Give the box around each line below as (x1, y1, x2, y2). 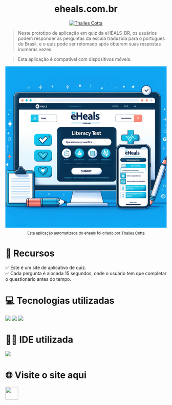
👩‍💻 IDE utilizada (5, 333, 73, 345)
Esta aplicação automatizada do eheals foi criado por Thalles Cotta (27, 231, 145, 236)
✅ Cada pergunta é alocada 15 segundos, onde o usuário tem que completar (5, 270, 167, 276)
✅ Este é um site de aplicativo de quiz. (5, 264, 87, 271)
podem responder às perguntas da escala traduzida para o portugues (17, 35, 165, 41)
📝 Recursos (5, 247, 55, 259)
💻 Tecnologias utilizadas (5, 295, 115, 306)
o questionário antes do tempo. (5, 276, 72, 282)
